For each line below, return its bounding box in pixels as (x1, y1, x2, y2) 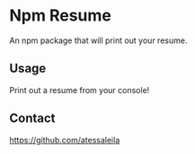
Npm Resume (9, 5, 112, 26)
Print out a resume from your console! (9, 84, 150, 95)
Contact (9, 111, 56, 126)
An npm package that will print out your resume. (9, 35, 188, 46)
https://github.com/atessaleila (9, 134, 120, 145)
